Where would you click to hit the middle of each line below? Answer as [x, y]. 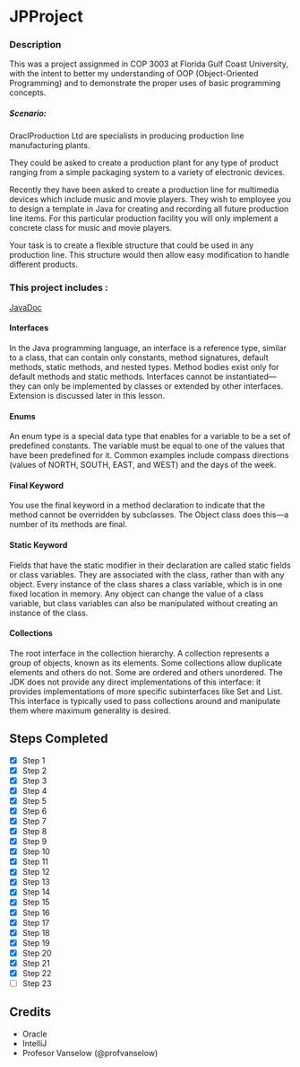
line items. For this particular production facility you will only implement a [144, 218]
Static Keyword [39, 544]
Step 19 [36, 943]
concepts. [28, 93]
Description [35, 45]
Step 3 [34, 780]
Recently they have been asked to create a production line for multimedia [144, 190]
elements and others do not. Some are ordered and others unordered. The [146, 672]
